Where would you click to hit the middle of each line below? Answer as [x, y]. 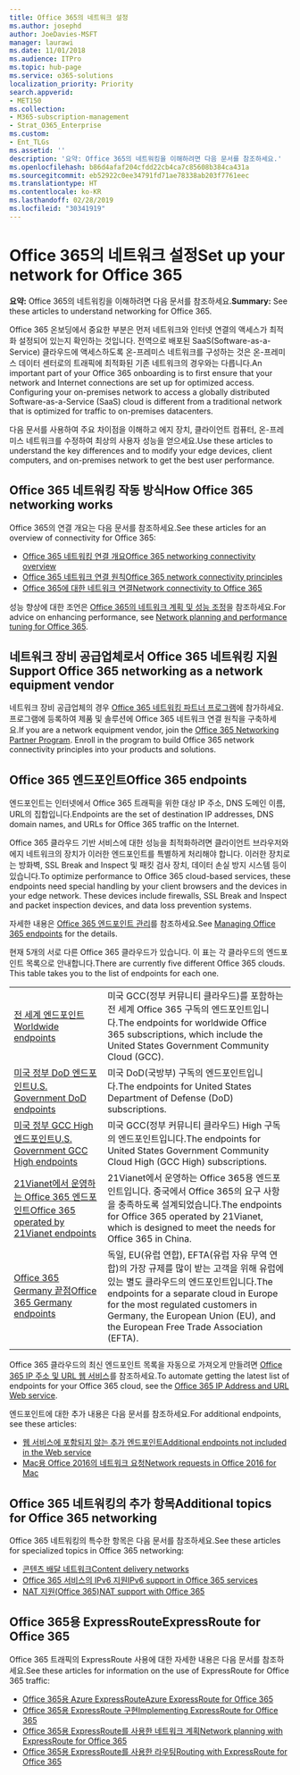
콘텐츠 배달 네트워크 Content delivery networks [105, 1569]
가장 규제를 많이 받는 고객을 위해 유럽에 [206, 1268]
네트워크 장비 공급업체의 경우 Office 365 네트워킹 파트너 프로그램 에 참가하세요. [146, 707]
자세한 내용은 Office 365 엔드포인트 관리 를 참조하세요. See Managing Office [142, 924]
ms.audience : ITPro [46, 59]
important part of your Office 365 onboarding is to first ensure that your [141, 373]
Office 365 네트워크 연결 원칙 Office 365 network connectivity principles [152, 576]
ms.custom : [29, 134]
